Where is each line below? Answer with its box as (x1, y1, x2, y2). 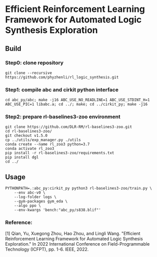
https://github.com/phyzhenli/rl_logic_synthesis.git (5, 74, 119, 80)
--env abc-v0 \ (14, 190, 46, 195)
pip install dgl (5, 155, 39, 160)
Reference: (5, 219, 33, 226)
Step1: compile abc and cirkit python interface (5, 86, 119, 93)
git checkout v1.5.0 (5, 133, 48, 138)
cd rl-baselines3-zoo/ (5, 129, 52, 134)
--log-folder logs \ (14, 194, 57, 199)
